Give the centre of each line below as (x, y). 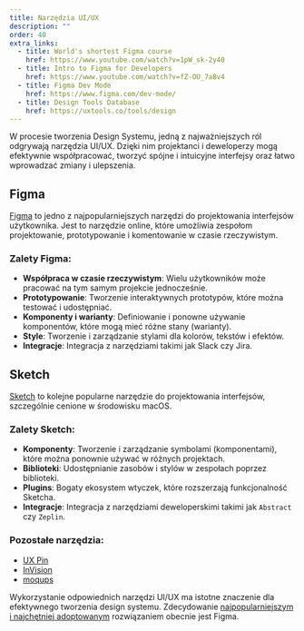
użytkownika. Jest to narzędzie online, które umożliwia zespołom (131, 226)
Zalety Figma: (40, 258)
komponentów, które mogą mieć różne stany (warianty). (127, 327)
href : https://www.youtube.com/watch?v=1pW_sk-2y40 (125, 60)
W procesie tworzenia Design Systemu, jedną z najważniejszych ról (136, 136)
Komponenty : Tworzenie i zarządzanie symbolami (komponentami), (150, 449)
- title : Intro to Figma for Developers (95, 69)
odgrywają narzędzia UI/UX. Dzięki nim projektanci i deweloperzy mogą (144, 146)
